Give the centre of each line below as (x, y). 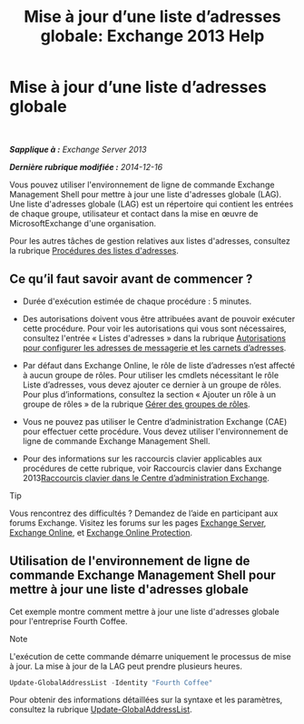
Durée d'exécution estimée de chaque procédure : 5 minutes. (137, 301)
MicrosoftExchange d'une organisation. (83, 223)
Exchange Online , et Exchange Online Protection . (101, 532)
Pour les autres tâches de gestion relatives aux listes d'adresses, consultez (150, 241)
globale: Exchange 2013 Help (152, 36)
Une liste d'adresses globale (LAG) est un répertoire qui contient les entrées (152, 204)
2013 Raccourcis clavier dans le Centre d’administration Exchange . (146, 478)
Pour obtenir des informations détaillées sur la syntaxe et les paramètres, (146, 700)
